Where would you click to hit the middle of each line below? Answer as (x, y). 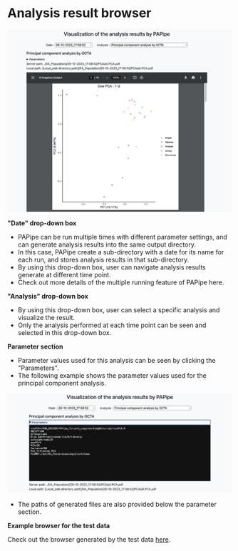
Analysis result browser (79, 13)
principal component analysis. (62, 383)
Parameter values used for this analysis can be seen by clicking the (117, 360)
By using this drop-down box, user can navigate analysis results (112, 267)
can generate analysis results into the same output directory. (107, 244)
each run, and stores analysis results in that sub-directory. (103, 259)
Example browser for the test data (59, 525)
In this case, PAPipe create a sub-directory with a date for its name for (121, 252)
